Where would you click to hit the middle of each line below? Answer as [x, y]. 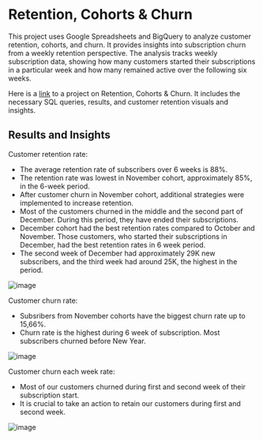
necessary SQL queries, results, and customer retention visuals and [118, 102]
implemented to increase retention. [77, 203]
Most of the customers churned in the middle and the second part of [131, 211]
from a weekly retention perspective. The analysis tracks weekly [113, 53]
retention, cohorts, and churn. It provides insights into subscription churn [127, 44]
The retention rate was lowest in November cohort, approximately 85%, [136, 177]
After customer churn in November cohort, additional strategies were [132, 194]
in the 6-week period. [55, 186]
